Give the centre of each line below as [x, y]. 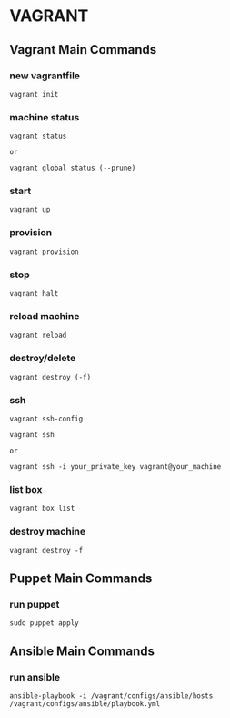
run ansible [35, 677]
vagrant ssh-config [46, 419]
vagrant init [34, 94]
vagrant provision [44, 252]
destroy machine [48, 532]
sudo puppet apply [44, 623]
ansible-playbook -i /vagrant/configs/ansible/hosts [111, 696]
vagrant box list [42, 509]
